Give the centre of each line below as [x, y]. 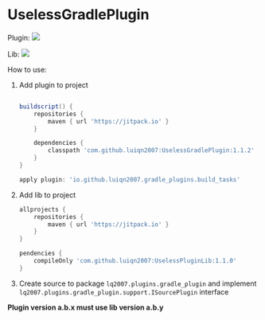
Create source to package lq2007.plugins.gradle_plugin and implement [138, 283]
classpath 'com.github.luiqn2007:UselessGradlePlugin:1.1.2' [152, 150]
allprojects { [42, 209]
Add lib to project [47, 195]
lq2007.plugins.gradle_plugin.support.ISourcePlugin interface [124, 291]
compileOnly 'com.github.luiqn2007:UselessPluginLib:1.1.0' [135, 261]
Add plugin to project [53, 84]
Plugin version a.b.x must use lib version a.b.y [86, 307]
